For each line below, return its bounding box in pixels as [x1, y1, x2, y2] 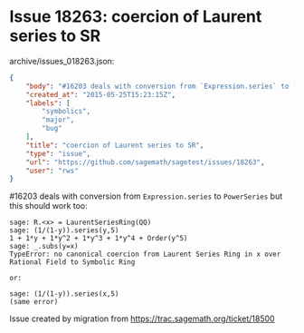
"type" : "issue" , [25, 149, 91, 158]
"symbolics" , [42, 107, 91, 116]
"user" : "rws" [25, 166, 79, 175]
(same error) [9, 298, 59, 307]
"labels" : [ [25, 98, 71, 108]
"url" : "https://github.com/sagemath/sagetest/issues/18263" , [25, 157, 265, 167]
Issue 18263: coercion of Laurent [9, 6, 262, 27]
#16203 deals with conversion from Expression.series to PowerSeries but [9, 191, 283, 201]
